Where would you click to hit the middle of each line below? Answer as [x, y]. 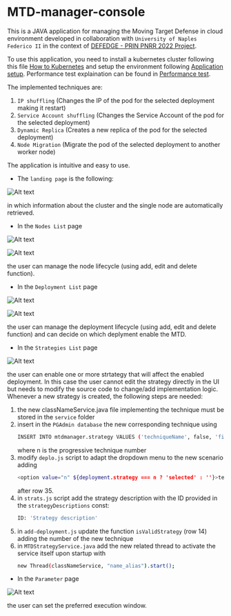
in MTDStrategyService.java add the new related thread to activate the [116, 546]
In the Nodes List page [50, 226]
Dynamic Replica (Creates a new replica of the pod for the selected [112, 130]
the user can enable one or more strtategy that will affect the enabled [106, 374]
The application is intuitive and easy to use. [69, 165]
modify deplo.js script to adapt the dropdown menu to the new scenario [120, 457]
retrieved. [21, 212]
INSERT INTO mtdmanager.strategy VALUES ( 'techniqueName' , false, [114, 437]
